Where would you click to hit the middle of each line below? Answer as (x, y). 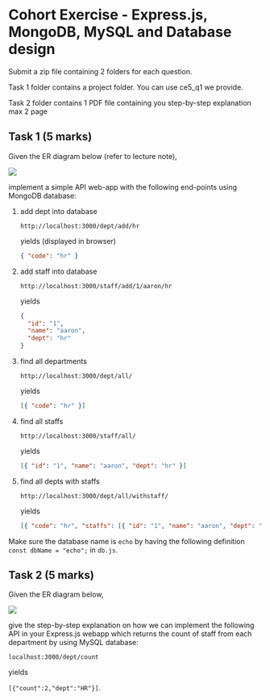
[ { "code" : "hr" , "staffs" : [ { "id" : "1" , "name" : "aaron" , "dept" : (137, 526)
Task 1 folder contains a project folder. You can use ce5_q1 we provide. (126, 87)
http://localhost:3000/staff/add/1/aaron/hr (96, 286)
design (32, 49)
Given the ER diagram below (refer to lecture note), (93, 156)
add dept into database (59, 211)
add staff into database (58, 271)
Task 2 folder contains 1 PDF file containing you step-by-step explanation (130, 103)
